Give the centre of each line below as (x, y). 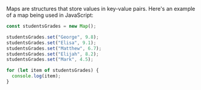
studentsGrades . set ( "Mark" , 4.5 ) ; (50, 60)
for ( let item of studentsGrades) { (53, 71)
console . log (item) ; (36, 76)
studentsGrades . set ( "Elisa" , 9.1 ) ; (51, 43)
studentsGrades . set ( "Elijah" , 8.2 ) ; (53, 54)
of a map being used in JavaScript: (50, 15)
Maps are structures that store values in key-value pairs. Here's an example (101, 9)
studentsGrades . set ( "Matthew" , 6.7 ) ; (54, 48)
